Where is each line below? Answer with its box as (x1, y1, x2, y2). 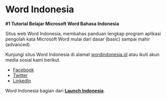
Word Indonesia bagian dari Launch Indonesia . (5, 87, 105, 93)
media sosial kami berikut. (5, 56, 61, 63)
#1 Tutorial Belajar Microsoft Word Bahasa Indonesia (5, 21, 119, 27)
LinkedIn (12, 77, 31, 84)
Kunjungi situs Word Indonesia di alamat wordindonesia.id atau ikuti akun (5, 51, 160, 57)
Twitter (12, 72, 28, 78)
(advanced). (5, 41, 31, 47)
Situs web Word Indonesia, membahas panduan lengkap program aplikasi (5, 30, 161, 36)
